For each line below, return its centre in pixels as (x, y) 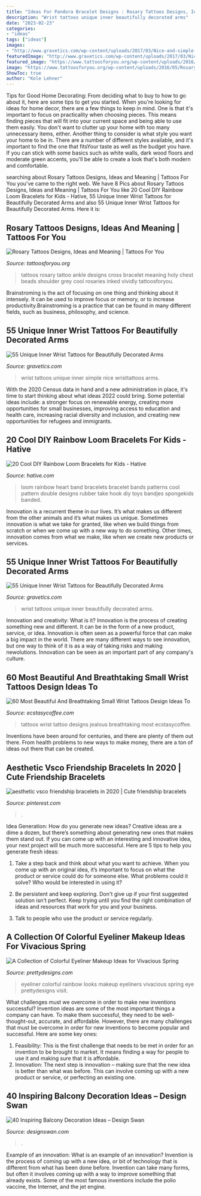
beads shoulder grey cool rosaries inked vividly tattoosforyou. (97, 281)
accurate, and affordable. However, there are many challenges (115, 1021)
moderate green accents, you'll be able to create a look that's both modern (98, 159)
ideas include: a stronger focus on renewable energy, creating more (90, 402)
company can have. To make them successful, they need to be (83, 1015)
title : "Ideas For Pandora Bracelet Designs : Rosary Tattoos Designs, (97, 12)
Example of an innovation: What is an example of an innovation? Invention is (100, 1155)
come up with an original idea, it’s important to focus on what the (95, 870)
